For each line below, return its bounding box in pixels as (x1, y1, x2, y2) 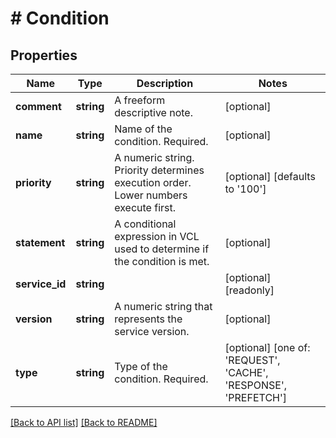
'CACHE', (224, 366, 269, 379)
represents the (114, 312, 183, 326)
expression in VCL (114, 230, 200, 243)
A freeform (114, 93, 166, 107)
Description (136, 77, 194, 90)
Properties (10, 47, 78, 64)
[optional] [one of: (224, 341, 311, 354)
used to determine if (114, 242, 210, 256)
